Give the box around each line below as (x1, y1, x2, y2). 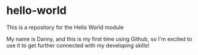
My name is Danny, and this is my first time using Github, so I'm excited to (6, 35, 193, 42)
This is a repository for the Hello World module (6, 24, 124, 31)
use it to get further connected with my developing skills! (6, 42, 150, 49)
